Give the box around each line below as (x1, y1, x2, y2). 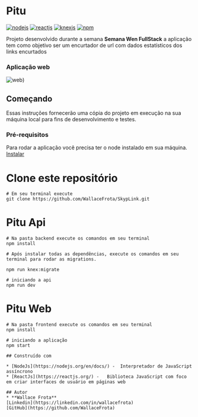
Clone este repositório (6, 171, 118, 185)
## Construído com (6, 353, 52, 359)
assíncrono (6, 369, 33, 375)
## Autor (6, 390, 28, 396)
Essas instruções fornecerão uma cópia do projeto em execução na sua (6, 109, 181, 117)
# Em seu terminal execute (6, 191, 73, 197)
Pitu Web (6, 302, 52, 316)
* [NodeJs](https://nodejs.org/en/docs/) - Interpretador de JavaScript (6, 363, 193, 369)
